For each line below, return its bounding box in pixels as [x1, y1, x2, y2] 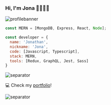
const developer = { [5, 35, 49, 40]
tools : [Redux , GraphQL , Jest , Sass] [10, 58, 89, 64]
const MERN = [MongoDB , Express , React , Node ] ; [5, 26, 107, 31]
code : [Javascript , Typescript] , [10, 49, 80, 54]
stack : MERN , [10, 54, 37, 59]
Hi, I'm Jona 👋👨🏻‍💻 [5, 5, 50, 12]
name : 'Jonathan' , [10, 40, 49, 45]
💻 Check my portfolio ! [5, 82, 52, 88]
